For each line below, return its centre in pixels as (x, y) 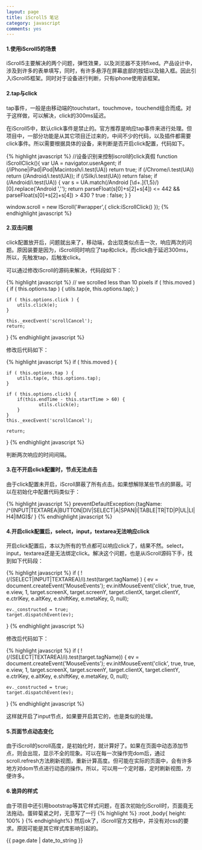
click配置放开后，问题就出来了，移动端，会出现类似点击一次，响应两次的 (96, 242)
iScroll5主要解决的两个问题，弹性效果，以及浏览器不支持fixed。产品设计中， (101, 63)
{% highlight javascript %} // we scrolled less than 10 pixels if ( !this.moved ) (101, 282)
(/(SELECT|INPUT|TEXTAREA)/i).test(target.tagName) (73, 580)
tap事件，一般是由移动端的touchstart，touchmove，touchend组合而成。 (96, 108)
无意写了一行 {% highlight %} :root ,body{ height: (125, 813)
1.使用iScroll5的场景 (31, 48)
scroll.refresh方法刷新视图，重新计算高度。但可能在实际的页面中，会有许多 (99, 761)
